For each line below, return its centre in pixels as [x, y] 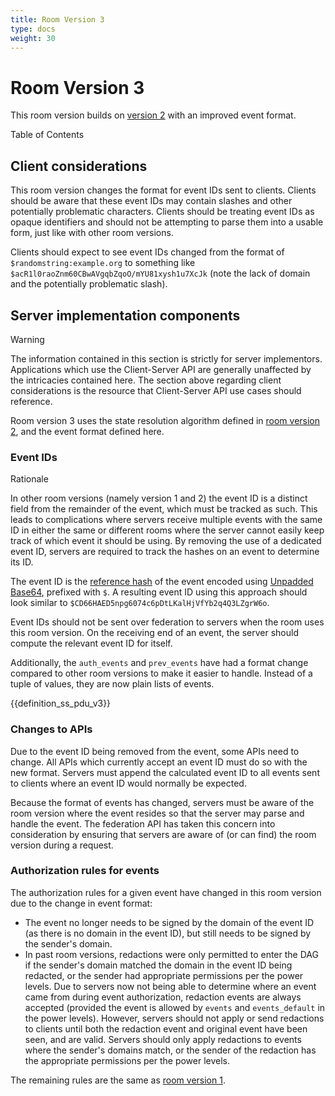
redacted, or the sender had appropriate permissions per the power [164, 975]
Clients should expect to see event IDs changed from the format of [147, 252]
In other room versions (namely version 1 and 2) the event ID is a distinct [159, 498]
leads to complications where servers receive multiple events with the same [166, 520]
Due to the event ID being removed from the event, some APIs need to [155, 751]
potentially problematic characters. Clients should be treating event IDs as [162, 212]
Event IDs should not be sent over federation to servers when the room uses [167, 622]
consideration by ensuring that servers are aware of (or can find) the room [163, 834]
